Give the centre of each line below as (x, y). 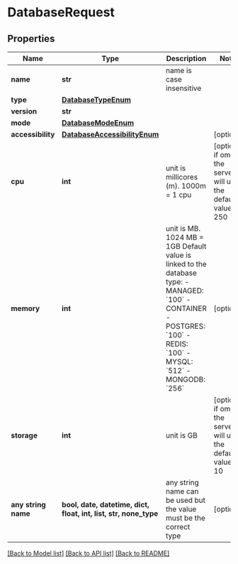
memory (25, 308)
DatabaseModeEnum (98, 123)
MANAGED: (185, 291)
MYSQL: (179, 362)
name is (179, 70)
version (24, 111)
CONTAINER (186, 308)
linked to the (186, 264)
